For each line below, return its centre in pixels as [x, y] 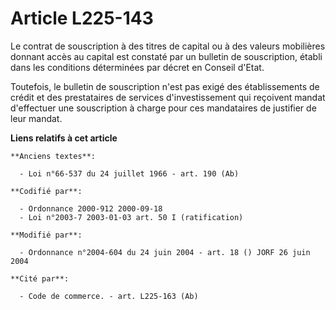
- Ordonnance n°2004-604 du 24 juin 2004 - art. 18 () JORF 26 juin [165, 252]
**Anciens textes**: [53, 156]
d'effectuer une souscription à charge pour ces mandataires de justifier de [163, 108]
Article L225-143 [82, 18]
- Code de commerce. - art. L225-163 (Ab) [109, 296]
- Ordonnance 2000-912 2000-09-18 [91, 208]
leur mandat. [36, 118]
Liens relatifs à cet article [64, 138]
